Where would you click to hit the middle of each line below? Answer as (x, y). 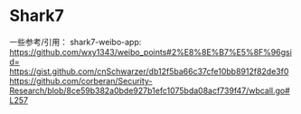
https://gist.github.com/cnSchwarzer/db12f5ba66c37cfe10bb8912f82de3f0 (149, 71)
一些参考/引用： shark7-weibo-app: (75, 42)
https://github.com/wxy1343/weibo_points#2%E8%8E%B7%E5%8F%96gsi (150, 52)
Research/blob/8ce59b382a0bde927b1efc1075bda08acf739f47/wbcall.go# (150, 90)
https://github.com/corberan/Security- (81, 81)
